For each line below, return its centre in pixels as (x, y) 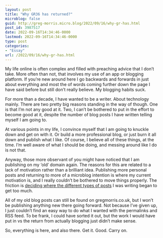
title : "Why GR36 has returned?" (39, 14)
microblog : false (23, 19)
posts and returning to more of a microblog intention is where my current (78, 175)
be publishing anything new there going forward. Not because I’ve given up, (81, 205)
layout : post (18, 10)
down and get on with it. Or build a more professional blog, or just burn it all (81, 134)
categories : (17, 46)
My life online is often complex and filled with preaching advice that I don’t (80, 69)
